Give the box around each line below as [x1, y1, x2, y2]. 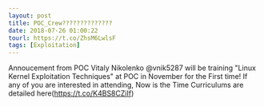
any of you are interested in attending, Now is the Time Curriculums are [8, 80, 244, 90]
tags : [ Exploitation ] [8, 41, 81, 49]
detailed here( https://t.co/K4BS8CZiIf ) [8, 88, 134, 98]
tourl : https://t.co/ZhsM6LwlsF [8, 33, 116, 42]
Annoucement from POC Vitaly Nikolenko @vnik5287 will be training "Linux [8, 63, 256, 73]
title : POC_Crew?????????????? [8, 19, 113, 27]
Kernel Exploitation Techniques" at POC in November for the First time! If [8, 72, 248, 81]
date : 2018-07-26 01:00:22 [8, 26, 98, 34]
